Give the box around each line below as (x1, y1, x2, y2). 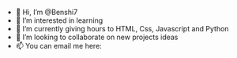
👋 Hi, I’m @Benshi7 (15, 8, 78, 16)
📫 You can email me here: (15, 42, 103, 50)
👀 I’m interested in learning (15, 16, 103, 25)
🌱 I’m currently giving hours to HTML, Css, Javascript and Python (15, 24, 229, 33)
